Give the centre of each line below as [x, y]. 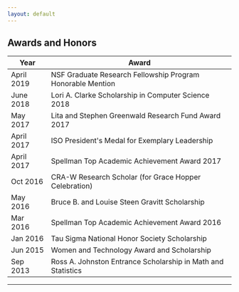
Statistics [66, 271]
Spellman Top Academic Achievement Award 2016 [136, 223]
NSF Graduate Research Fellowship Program [125, 75]
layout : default [31, 14]
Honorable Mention [83, 84]
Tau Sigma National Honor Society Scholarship [129, 239]
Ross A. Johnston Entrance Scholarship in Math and [137, 262]
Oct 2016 [27, 182]
